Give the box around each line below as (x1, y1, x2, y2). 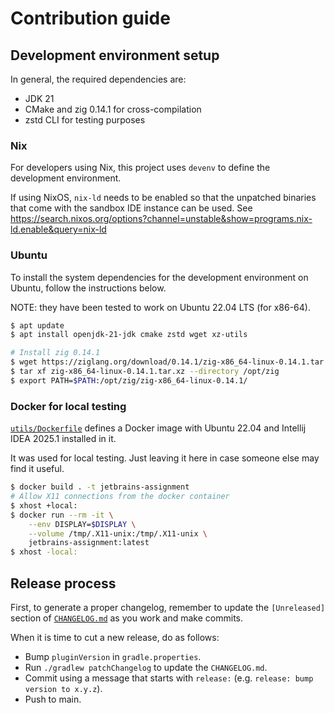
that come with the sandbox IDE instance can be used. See (10, 202, 253, 214)
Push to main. (24, 693, 82, 705)
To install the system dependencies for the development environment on (10, 271, 309, 283)
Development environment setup (10, 47, 220, 64)
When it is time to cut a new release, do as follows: (10, 631, 220, 643)
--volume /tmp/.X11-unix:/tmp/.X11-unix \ (28, 528, 208, 539)
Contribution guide (10, 7, 171, 30)
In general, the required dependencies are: (10, 73, 187, 85)
